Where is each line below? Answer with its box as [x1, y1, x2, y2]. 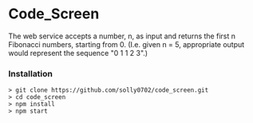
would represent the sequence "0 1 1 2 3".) [8, 48, 148, 58]
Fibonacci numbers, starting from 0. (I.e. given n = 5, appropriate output [8, 39, 245, 49]
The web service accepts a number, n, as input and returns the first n [8, 31, 235, 41]
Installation [8, 68, 53, 79]
